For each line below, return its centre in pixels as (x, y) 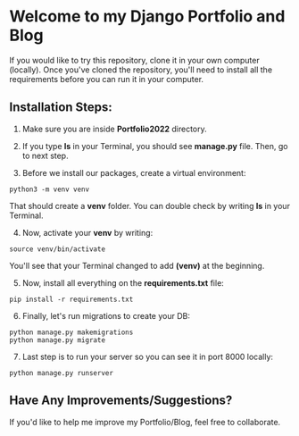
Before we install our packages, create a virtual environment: (134, 172)
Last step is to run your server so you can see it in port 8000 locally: (148, 356)
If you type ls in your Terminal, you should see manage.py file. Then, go (155, 146)
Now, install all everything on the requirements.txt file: (123, 282)
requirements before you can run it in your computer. (106, 79)
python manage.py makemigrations (71, 332)
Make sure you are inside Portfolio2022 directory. (114, 129)
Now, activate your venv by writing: (87, 232)
